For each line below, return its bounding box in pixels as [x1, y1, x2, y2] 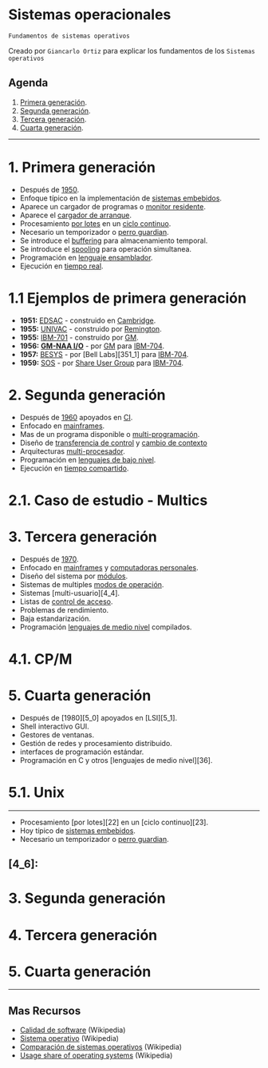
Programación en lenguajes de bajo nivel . [19, 455, 156, 464]
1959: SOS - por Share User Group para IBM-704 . [19, 358, 184, 367]
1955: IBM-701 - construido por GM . [19, 332, 139, 342]
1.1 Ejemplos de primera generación [8, 289, 247, 307]
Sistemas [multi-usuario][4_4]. [19, 588, 120, 598]
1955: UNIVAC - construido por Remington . [19, 324, 162, 333]
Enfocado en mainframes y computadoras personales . [19, 562, 199, 572]
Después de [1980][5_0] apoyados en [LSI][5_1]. [19, 713, 178, 722]
